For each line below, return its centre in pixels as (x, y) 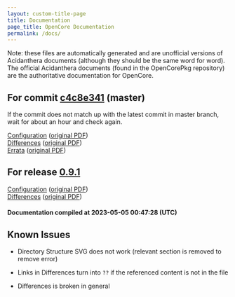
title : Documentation (39, 20)
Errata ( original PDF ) (37, 151)
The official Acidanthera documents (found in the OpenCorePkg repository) (116, 68)
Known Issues (39, 234)
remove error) (38, 259)
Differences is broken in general (63, 286)
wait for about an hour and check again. (65, 122)
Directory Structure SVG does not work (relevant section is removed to (120, 251)
